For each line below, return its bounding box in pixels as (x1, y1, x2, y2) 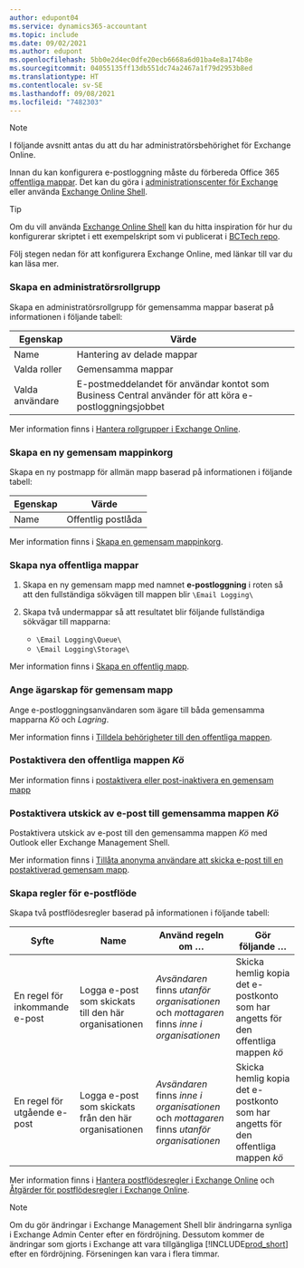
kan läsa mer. (9, 258, 60, 269)
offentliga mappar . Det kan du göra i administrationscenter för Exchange (9, 177, 279, 188)
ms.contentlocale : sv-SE (9, 81, 103, 90)
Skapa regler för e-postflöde (9, 887, 138, 900)
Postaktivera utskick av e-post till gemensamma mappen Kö (9, 807, 280, 819)
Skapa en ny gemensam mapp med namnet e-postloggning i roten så (22, 579, 283, 590)
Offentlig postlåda (66, 513, 143, 526)
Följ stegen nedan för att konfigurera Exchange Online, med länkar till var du (9, 248, 293, 259)
